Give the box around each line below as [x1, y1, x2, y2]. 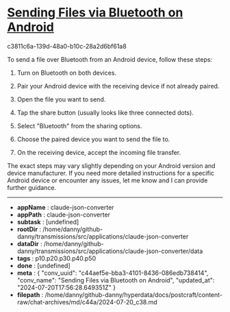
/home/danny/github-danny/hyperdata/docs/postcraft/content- [44, 290, 223, 299]
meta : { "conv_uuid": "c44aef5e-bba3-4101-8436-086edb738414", [16, 269, 209, 277]
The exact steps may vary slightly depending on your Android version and [7, 161, 216, 169]
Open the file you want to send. [16, 95, 106, 104]
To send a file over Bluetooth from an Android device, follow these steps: [7, 55, 213, 63]
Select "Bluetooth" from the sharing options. [16, 121, 142, 130]
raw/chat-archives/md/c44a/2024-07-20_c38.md [16, 298, 157, 306]
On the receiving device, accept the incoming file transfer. [16, 148, 181, 156]
